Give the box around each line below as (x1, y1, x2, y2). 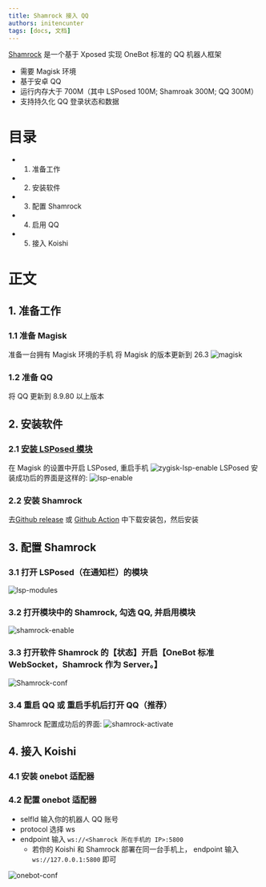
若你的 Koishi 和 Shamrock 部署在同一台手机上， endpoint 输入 (31, 844, 239, 854)
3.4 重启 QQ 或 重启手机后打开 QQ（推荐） (8, 699, 172, 711)
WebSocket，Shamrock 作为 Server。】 (8, 659, 163, 670)
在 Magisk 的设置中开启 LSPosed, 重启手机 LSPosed (8, 463, 250, 473)
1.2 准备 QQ (8, 372, 54, 383)
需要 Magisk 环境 (19, 67, 77, 76)
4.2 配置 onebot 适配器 (8, 795, 97, 806)
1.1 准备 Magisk (8, 330, 67, 341)
